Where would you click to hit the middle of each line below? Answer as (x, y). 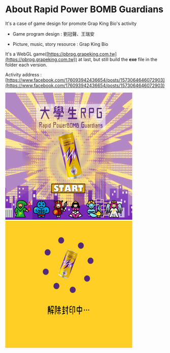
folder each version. (26, 65)
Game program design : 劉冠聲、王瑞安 (54, 34)
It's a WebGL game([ (27, 54)
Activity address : (24, 74)
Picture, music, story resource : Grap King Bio (60, 44)
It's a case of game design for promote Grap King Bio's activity (71, 23)
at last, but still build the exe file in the (117, 59)
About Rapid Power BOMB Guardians (84, 9)
